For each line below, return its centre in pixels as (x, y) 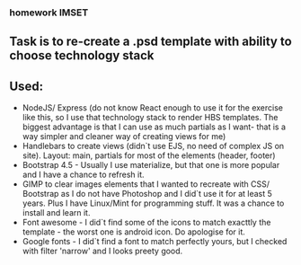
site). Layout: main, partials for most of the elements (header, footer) (149, 155)
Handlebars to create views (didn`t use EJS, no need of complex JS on (153, 146)
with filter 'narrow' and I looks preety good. (102, 251)
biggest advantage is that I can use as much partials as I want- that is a (154, 127)
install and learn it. (56, 213)
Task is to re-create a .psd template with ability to (150, 42)
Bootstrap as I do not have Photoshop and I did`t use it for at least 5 (147, 194)
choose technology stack (82, 56)
